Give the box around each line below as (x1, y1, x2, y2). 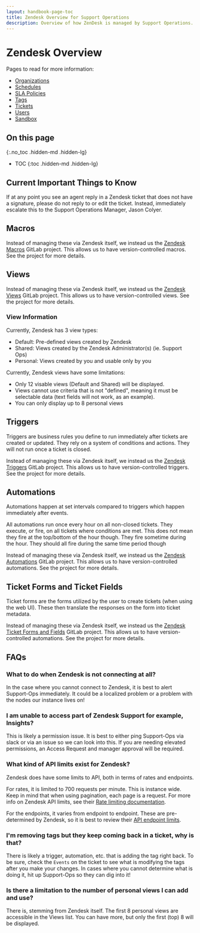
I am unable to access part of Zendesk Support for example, (6, 711, 183, 719)
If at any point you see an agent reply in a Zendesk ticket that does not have (6, 193, 193, 201)
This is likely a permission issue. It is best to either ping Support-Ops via (6, 732, 184, 740)
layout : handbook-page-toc (6, 8, 73, 15)
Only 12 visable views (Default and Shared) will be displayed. (14, 380, 165, 387)
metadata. (6, 610, 31, 617)
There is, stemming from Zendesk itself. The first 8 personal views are (6, 907, 179, 914)
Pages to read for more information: (6, 65, 94, 72)
